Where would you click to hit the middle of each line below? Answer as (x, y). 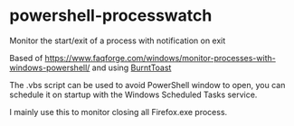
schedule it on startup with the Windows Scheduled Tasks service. (133, 94)
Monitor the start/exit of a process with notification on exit (118, 40)
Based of (26, 58)
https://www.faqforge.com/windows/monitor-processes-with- (160, 58)
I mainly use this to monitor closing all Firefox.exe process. (119, 112)
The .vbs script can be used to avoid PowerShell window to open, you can (147, 85)
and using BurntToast (132, 67)
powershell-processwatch (111, 16)
